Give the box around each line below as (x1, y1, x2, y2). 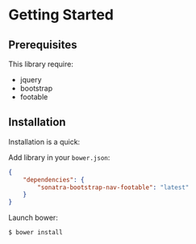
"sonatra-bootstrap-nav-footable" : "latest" (37, 183, 190, 191)
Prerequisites (8, 38, 77, 52)
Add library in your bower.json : (8, 152, 111, 162)
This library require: (8, 59, 74, 69)
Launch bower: (8, 212, 58, 223)
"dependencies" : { (23, 175, 85, 183)
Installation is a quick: (8, 137, 81, 146)
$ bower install (8, 229, 63, 237)
